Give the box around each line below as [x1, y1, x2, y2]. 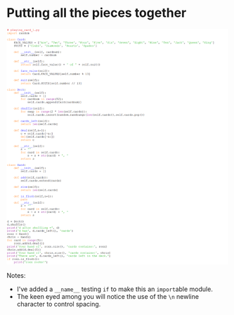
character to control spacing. [16, 300, 101, 309]
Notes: [6, 271, 26, 280]
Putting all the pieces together [6, 5, 187, 21]
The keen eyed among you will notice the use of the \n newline [16, 292, 200, 301]
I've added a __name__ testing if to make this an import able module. [16, 285, 214, 293]
